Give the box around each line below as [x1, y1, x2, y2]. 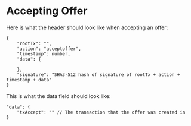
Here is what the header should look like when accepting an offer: [6, 24, 168, 31]
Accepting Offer [6, 4, 88, 18]
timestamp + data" [6, 77, 52, 83]
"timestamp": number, [17, 51, 70, 57]
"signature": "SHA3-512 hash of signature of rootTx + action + [17, 71, 180, 78]
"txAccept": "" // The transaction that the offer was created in [17, 109, 186, 115]
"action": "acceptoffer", [17, 46, 82, 52]
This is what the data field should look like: [6, 92, 111, 99]
